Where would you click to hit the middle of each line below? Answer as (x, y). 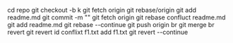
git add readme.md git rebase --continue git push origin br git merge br (111, 25)
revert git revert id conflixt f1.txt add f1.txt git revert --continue (98, 32)
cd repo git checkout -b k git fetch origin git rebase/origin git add (102, 10)
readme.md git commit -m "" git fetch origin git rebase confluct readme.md (116, 17)
